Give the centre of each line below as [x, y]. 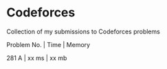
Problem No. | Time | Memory [48, 44]
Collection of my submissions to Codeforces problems [83, 31]
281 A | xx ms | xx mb [37, 58]
